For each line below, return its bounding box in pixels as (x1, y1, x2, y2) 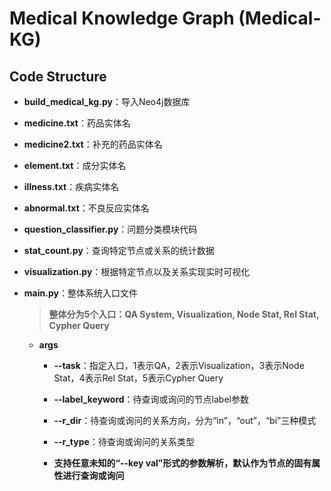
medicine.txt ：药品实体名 (23, 117, 131, 129)
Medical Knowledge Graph (9, 7, 235, 30)
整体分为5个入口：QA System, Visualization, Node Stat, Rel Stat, (48, 308, 320, 320)
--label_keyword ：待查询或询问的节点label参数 (53, 393, 249, 405)
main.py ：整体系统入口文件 (23, 287, 138, 299)
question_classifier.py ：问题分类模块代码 (23, 223, 198, 235)
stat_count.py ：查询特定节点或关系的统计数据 (23, 245, 215, 256)
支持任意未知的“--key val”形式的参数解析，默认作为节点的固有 (53, 457, 312, 469)
